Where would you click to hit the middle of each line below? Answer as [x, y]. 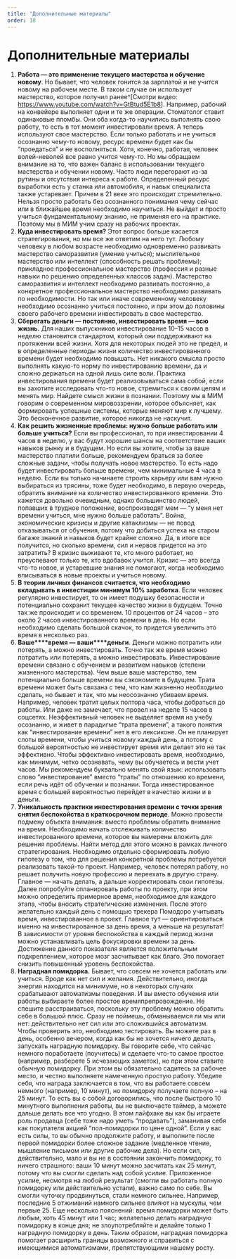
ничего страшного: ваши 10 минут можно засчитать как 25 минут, [117, 1165]
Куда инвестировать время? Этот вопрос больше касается [108, 231]
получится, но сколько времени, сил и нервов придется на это [112, 545]
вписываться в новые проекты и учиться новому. [92, 575]
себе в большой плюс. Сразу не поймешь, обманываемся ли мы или [121, 1016]
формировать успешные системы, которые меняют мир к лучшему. [120, 411]
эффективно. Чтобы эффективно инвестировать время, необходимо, [121, 755]
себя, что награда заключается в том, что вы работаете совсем [114, 1083]
